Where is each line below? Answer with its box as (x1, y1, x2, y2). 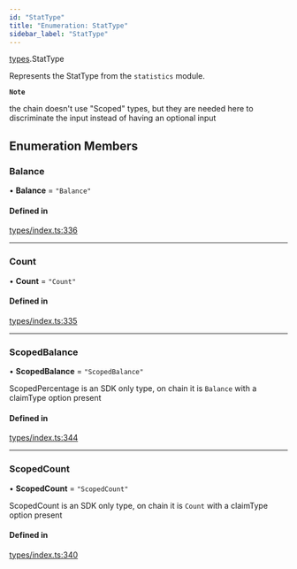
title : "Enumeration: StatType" (9, 21, 128, 30)
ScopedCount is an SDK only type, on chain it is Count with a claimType (9, 500, 268, 511)
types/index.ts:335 (9, 315, 78, 326)
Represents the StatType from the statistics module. (9, 71, 206, 81)
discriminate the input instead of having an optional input (9, 112, 217, 124)
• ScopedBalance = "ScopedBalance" (9, 366, 144, 377)
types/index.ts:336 (9, 225, 78, 235)
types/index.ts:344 (9, 433, 79, 443)
